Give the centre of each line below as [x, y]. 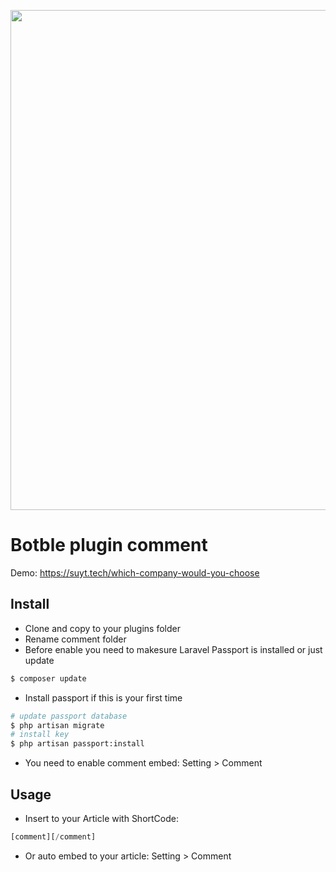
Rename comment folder [75, 639]
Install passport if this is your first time [103, 697]
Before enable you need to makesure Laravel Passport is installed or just [173, 649]
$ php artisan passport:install [77, 744]
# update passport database [69, 716]
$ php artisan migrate [57, 725]
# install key [40, 735]
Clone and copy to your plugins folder [102, 628]
